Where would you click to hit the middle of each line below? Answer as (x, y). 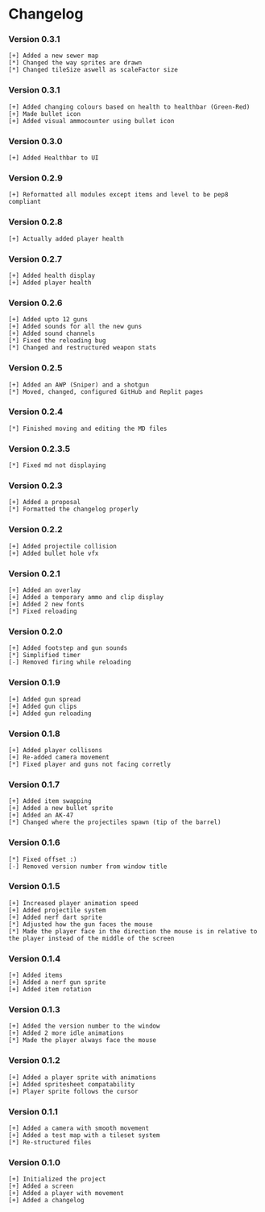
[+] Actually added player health (66, 238)
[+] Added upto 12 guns (48, 320)
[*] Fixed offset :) (43, 859)
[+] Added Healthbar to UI (54, 158)
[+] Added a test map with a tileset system (84, 1135)
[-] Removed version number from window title (88, 867)
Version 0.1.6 (34, 842)
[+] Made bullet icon (45, 114)
